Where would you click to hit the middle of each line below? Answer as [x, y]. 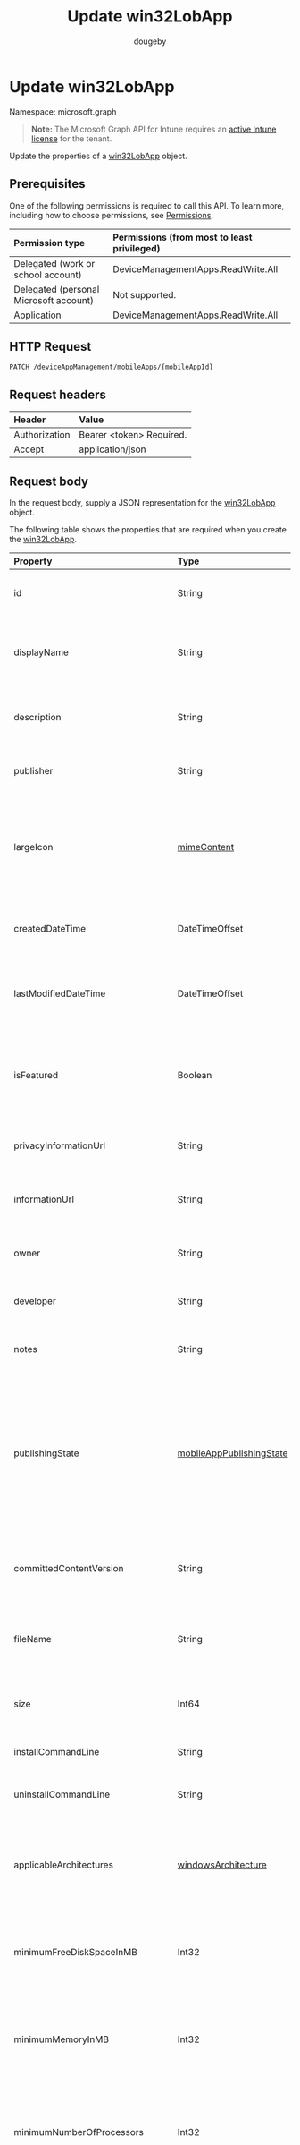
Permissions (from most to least [183, 237]
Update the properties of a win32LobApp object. [98, 156]
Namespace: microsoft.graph [63, 111]
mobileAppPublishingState [233, 1453]
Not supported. [145, 294]
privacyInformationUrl [59, 1145]
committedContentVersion [69, 1568]
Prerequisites [47, 184]
